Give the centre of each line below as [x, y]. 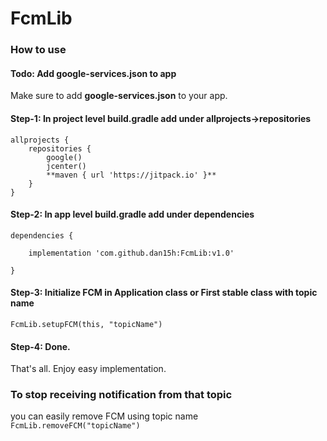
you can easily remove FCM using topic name [104, 416]
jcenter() [66, 166]
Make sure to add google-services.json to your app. [119, 96]
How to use [38, 50]
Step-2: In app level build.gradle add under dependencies [132, 214]
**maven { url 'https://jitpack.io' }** [131, 175]
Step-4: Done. [40, 346]
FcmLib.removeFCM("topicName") [75, 426]
